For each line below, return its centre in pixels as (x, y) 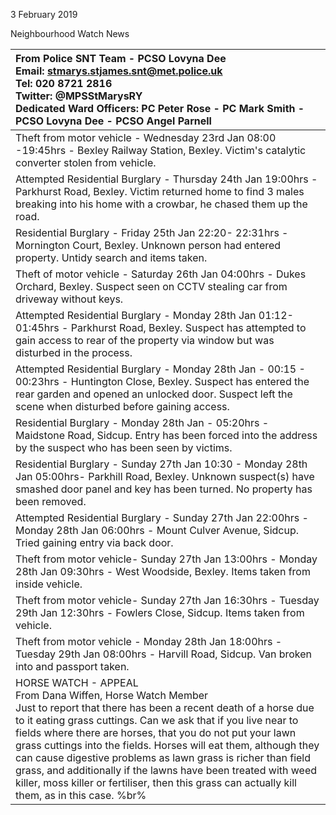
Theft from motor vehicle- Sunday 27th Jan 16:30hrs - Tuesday (167, 600)
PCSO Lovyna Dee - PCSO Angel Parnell (113, 121)
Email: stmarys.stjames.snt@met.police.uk (119, 71)
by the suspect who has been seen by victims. (124, 447)
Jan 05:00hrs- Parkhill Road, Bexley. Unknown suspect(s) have (165, 476)
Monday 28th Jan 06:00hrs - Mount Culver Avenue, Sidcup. (157, 530)
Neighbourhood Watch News (70, 33)
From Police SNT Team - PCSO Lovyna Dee (121, 58)
